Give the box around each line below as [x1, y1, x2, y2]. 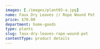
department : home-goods [5, 21, 56, 27]
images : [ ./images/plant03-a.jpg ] [5, 7, 79, 13]
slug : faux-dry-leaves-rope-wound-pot [5, 31, 88, 36]
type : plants [5, 27, 33, 32]
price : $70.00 [5, 17, 36, 22]
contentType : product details [5, 36, 70, 41]
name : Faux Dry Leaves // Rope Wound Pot [5, 12, 95, 17]
